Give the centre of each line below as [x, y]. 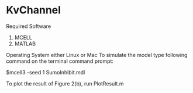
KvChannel [34, 10]
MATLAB [25, 44]
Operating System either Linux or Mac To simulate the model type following [97, 55]
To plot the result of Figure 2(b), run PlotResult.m [65, 83]
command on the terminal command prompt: [60, 61]
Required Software [29, 26]
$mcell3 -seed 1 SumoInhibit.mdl [46, 72]
